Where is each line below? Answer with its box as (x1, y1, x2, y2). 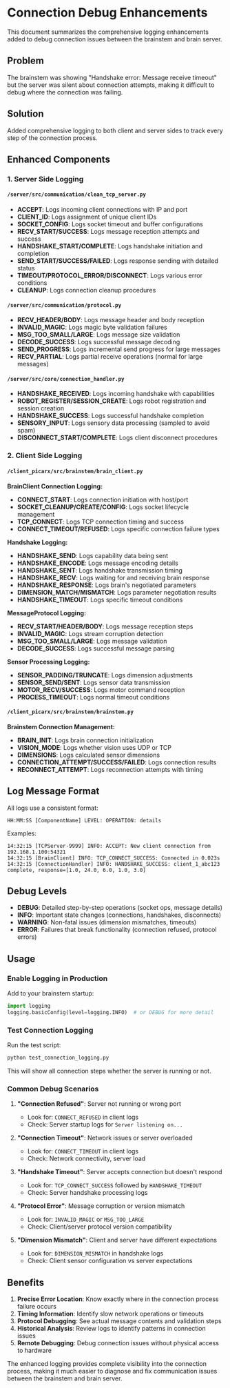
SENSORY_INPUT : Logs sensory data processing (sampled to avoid (17, 419, 210, 427)
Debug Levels (7, 885, 67, 898)
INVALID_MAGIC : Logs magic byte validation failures (17, 323, 167, 332)
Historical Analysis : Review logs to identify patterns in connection (17, 1325, 207, 1333)
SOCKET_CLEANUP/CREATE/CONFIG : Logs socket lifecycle (17, 502, 189, 511)
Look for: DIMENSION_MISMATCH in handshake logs (27, 1249, 164, 1258)
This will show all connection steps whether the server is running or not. (7, 1067, 211, 1075)
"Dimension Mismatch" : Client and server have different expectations (17, 1236, 217, 1245)
